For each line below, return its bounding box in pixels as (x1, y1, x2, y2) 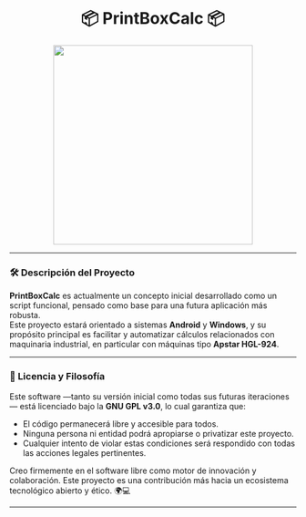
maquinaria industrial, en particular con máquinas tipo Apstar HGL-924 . (9, 339, 280, 350)
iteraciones (247, 390, 290, 402)
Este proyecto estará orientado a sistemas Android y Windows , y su (9, 319, 267, 330)
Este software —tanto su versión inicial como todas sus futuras (9, 390, 246, 402)
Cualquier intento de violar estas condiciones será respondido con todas (22, 438, 296, 449)
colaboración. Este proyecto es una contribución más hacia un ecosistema (9, 474, 289, 485)
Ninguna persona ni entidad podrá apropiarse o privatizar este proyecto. (22, 428, 294, 439)
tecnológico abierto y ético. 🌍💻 (9, 485, 131, 496)
